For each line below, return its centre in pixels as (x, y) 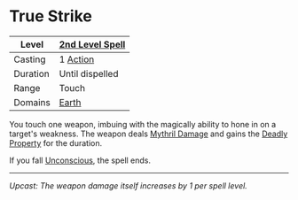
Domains (32, 102)
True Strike (51, 16)
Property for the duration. (56, 142)
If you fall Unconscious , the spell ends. (80, 160)
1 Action (77, 59)
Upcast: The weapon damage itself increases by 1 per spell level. (129, 185)
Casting (30, 59)
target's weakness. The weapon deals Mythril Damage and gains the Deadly (149, 134)
